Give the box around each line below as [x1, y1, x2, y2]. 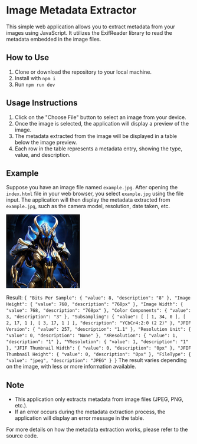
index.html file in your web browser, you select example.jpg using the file [6, 190, 184, 198]
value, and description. [14, 151, 71, 158]
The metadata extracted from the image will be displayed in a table [14, 132, 178, 139]
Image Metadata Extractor [6, 4, 137, 17]
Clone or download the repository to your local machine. [14, 68, 152, 75]
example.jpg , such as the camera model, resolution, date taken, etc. [6, 203, 170, 210]
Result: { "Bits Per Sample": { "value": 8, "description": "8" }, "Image [6, 294, 191, 301]
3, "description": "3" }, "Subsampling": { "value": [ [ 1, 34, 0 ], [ [6, 314, 186, 320]
